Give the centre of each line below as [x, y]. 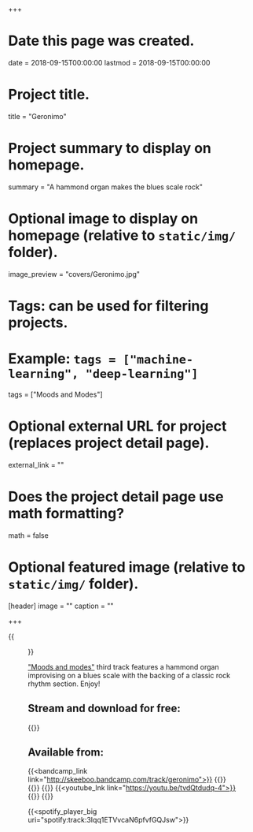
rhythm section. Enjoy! [64, 684]
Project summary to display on [110, 149]
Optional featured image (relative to [127, 567]
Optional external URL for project [117, 426]
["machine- [158, 360]
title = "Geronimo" [37, 116]
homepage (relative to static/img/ [122, 235]
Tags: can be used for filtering [108, 306]
